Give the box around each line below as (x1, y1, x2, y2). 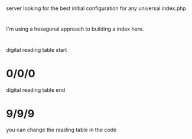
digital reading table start (6, 46, 67, 53)
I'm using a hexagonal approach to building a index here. (6, 25, 144, 32)
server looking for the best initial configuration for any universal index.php (6, 5, 186, 12)
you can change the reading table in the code (6, 126, 117, 134)
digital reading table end (6, 86, 66, 93)
